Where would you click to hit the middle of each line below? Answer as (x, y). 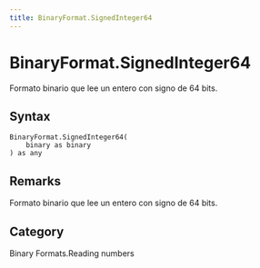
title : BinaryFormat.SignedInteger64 (81, 18)
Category (37, 231)
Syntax (30, 116)
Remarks (35, 181)
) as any (26, 154)
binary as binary (59, 145)
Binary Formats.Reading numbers (72, 253)
